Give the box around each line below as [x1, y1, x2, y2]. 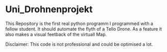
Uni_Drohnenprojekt [5, 4, 93, 15]
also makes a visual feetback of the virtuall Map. [5, 31, 107, 37]
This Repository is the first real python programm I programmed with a [5, 20, 153, 27]
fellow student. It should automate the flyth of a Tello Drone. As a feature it [5, 25, 162, 32]
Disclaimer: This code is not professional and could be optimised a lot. [5, 41, 153, 47]
